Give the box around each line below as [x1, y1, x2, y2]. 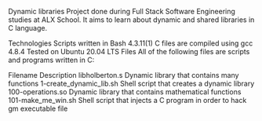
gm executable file [8, 104, 68, 113]
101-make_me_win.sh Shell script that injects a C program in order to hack [8, 96, 247, 104]
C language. [8, 24, 48, 32]
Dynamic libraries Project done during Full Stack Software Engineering [8, 7, 235, 16]
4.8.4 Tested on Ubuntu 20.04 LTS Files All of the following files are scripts [8, 47, 250, 56]
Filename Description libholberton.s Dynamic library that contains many [8, 71, 239, 79]
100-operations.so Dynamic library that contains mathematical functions [8, 87, 242, 97]
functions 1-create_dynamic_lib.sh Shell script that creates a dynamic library [8, 79, 255, 88]
